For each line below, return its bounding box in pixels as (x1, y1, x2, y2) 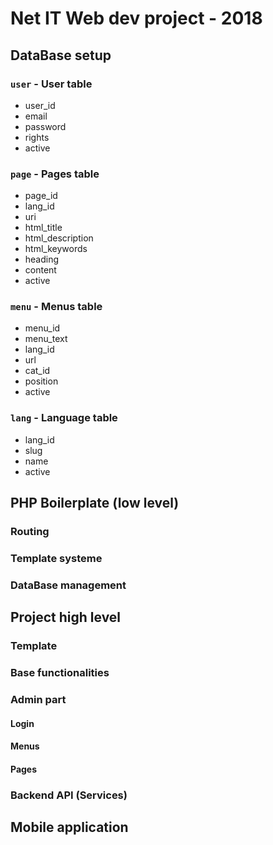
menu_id (24, 322, 61, 334)
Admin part (10, 693, 67, 707)
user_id (24, 99, 56, 111)
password (24, 120, 67, 132)
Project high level (10, 609, 122, 626)
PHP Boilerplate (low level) (10, 495, 180, 512)
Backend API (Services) (10, 788, 128, 802)
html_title (24, 222, 63, 234)
